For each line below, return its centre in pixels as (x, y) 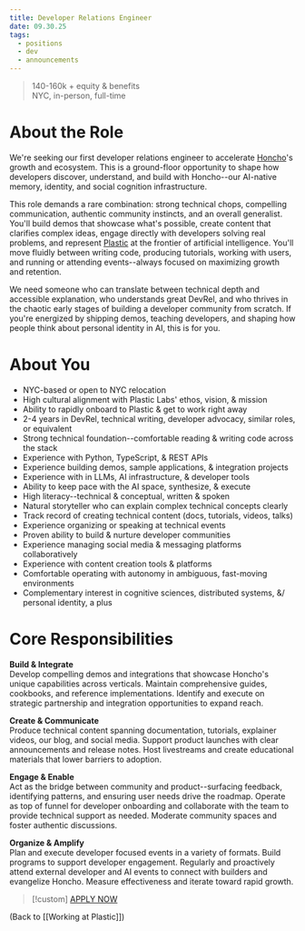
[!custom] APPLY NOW (74, 899)
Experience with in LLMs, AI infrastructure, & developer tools (136, 476)
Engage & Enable (42, 776)
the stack (40, 447)
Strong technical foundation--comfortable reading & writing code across (158, 438)
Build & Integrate (42, 664)
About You (50, 365)
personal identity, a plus (67, 602)
